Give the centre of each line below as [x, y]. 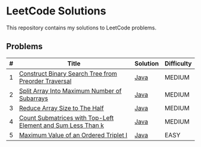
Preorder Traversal [45, 81]
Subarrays [33, 98]
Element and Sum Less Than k [61, 125]
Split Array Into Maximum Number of [70, 91]
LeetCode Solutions [56, 11]
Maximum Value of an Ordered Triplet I [73, 135]
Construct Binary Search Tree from [68, 73]
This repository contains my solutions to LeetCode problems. [81, 28]
